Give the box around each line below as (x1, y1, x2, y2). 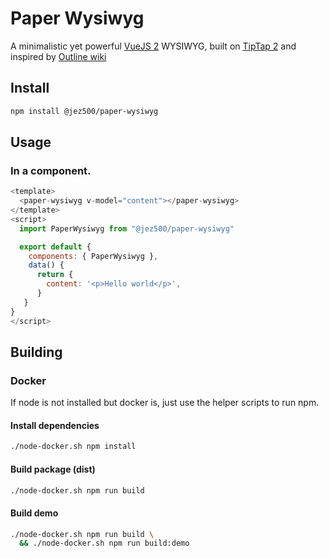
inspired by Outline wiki (10, 50, 107, 62)
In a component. (10, 163, 92, 177)
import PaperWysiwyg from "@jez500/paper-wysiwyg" (19, 223, 235, 234)
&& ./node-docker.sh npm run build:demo (19, 538, 190, 549)
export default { (19, 242, 92, 252)
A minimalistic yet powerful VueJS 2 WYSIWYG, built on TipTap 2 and (10, 40, 297, 52)
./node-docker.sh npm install (10, 442, 137, 452)
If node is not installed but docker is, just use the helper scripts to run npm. (10, 397, 320, 409)
